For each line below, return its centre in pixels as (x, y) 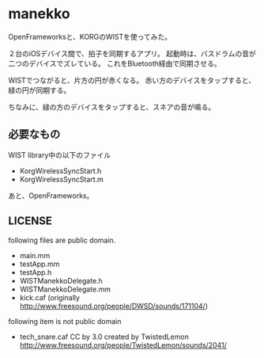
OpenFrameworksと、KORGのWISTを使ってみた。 (90, 36)
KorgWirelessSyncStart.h (60, 170)
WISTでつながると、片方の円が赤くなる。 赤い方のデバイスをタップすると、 (132, 80)
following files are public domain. (62, 240)
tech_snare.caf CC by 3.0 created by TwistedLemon (104, 337)
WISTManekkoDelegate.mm (65, 289)
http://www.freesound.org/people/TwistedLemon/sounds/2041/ (123, 345)
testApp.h (36, 272)
